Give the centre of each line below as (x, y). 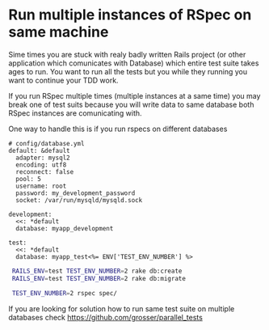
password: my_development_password (76, 193)
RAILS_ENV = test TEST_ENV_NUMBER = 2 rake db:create (97, 271)
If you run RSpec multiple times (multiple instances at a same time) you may (134, 95)
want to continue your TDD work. (63, 80)
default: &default (39, 150)
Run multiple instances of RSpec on (130, 15)
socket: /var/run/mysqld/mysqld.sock (79, 200)
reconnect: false (45, 171)
